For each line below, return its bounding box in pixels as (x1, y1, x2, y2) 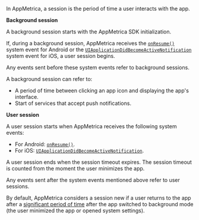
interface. (14, 94, 39, 100)
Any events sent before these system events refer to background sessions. (6, 64, 190, 71)
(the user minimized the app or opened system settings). (6, 207, 145, 214)
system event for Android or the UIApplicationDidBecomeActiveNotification (6, 46, 192, 53)
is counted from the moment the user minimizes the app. (6, 165, 145, 172)
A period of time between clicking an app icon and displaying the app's (14, 87, 189, 94)
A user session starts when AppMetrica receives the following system (6, 123, 177, 130)
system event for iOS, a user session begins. (6, 52, 115, 59)
